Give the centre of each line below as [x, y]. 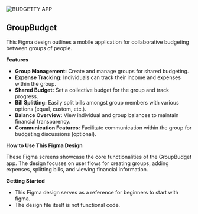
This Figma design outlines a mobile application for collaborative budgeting [98, 42]
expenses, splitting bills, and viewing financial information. [77, 169]
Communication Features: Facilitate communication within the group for [103, 128]
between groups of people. [39, 48]
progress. [26, 96]
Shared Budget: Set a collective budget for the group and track [92, 90]
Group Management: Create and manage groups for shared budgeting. [102, 71]
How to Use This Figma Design [44, 145]
